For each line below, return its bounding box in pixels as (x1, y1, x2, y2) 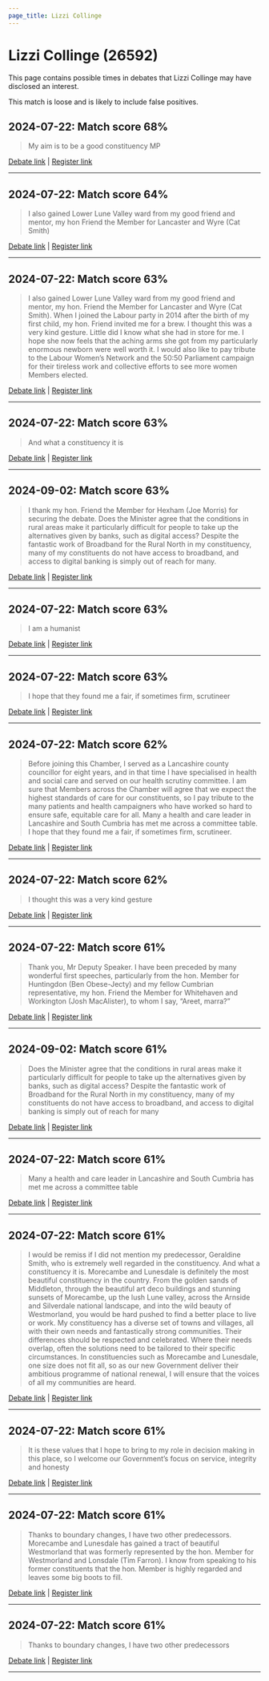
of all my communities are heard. (27, 1378, 137, 1388)
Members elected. (27, 370, 89, 379)
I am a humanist (27, 624, 81, 633)
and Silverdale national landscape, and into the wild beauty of (27, 1301, 232, 1311)
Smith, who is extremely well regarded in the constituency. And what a (27, 1259, 260, 1268)
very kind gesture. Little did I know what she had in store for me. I (27, 328, 244, 337)
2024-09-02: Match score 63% (8, 484, 170, 498)
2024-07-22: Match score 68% (8, 119, 168, 133)
